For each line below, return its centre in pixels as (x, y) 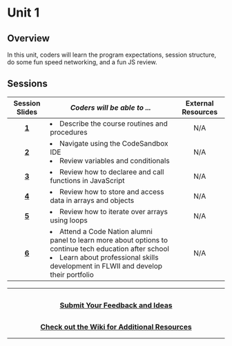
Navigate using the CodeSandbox (114, 143)
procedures (69, 132)
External (200, 103)
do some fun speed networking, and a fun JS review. (82, 62)
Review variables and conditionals (115, 160)
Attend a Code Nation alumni (106, 231)
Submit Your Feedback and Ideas (116, 305)
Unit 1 (23, 13)
